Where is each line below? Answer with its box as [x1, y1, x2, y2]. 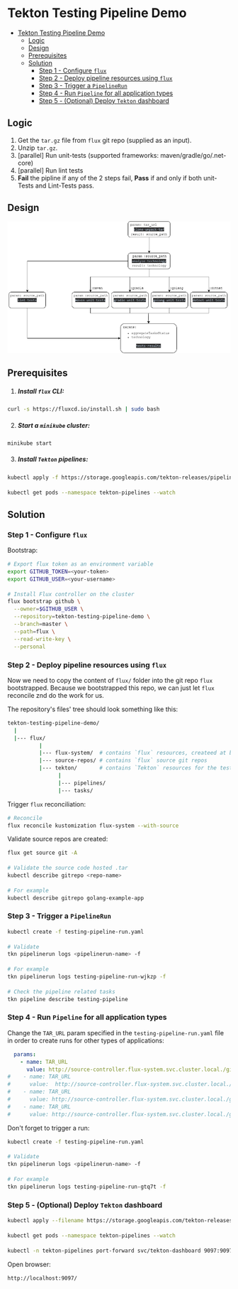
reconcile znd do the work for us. [7, 691, 104, 699]
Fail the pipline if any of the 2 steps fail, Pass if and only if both [17, 173, 202, 182]
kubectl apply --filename [7, 1217, 84, 1224]
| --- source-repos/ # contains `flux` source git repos [38, 757, 208, 765]
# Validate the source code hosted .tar [7, 865, 129, 872]
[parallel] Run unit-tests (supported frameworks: [17, 151, 159, 159]
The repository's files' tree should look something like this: [7, 705, 178, 713]
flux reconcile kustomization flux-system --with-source [7, 822, 179, 829]
